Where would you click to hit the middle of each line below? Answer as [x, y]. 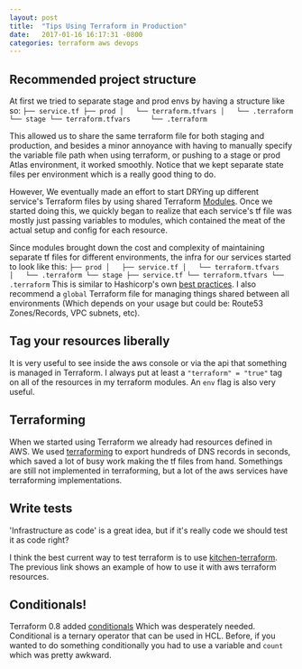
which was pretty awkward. [60, 655]
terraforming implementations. [66, 480]
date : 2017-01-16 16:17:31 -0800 [76, 34]
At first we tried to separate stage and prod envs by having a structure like [147, 101]
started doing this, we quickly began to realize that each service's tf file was [151, 211]
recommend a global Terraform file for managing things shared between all [150, 294]
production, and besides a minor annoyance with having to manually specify [151, 146]
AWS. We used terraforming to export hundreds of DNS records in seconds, [150, 451]
